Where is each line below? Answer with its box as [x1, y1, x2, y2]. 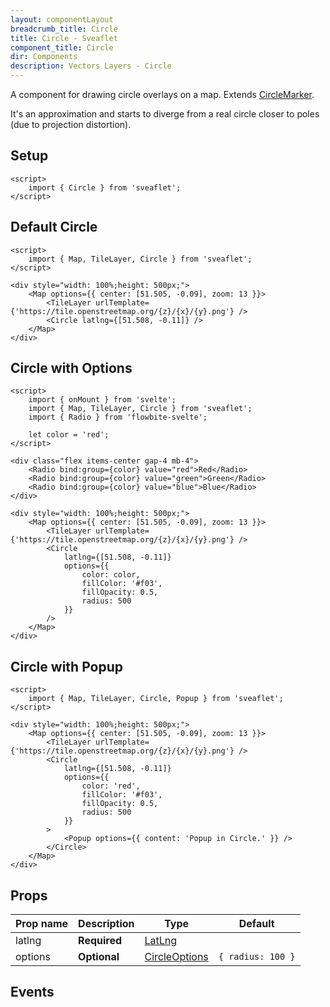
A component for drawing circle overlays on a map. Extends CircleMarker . [10, 89, 315, 100]
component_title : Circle [10, 42, 114, 53]
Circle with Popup [10, 658, 123, 675]
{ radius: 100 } [218, 951, 296, 963]
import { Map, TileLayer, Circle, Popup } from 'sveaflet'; [28, 694, 284, 704]
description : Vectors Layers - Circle [10, 61, 172, 71]
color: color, [81, 570, 141, 580]
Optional [78, 950, 120, 964]
